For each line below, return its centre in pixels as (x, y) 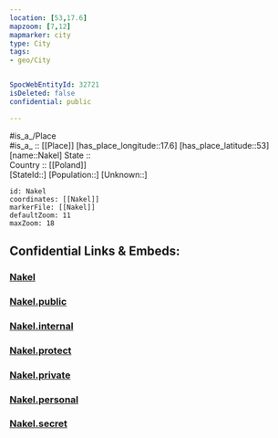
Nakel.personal (44, 400)
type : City (30, 43)
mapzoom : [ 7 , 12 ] (40, 26)
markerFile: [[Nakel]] (52, 207)
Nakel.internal (41, 326)
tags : (20, 52)
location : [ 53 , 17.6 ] (49, 18)
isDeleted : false (42, 93)
